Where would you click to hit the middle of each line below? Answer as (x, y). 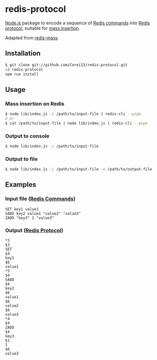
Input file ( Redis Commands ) (40, 199)
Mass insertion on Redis (35, 104)
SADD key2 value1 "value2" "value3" (43, 214)
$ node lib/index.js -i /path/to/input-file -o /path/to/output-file (79, 169)
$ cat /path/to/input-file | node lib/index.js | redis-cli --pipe (77, 123)
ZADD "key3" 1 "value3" (30, 218)
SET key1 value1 (22, 209)
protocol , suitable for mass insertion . (43, 28)
